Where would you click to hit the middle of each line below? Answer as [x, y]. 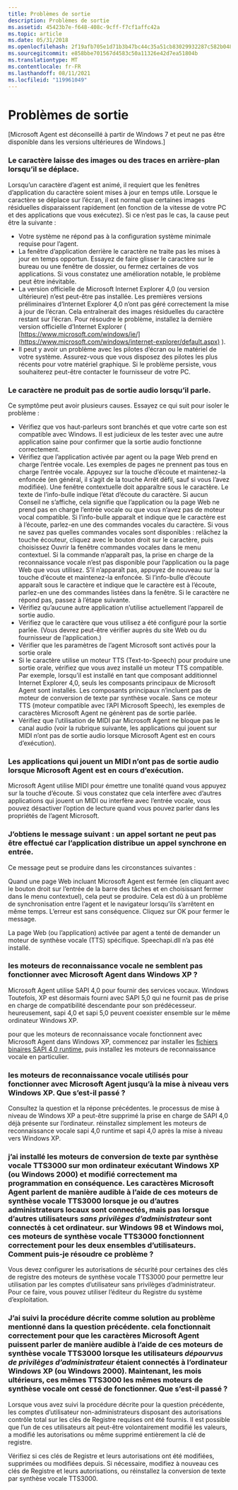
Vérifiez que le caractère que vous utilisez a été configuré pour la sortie [122, 622]
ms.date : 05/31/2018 [38, 40]
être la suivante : [32, 222]
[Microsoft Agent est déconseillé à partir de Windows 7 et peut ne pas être [117, 135]
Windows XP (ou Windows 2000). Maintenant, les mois [105, 1371]
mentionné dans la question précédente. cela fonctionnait [109, 1327]
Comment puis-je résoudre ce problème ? [81, 1254]
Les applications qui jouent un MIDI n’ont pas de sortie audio [114, 761]
